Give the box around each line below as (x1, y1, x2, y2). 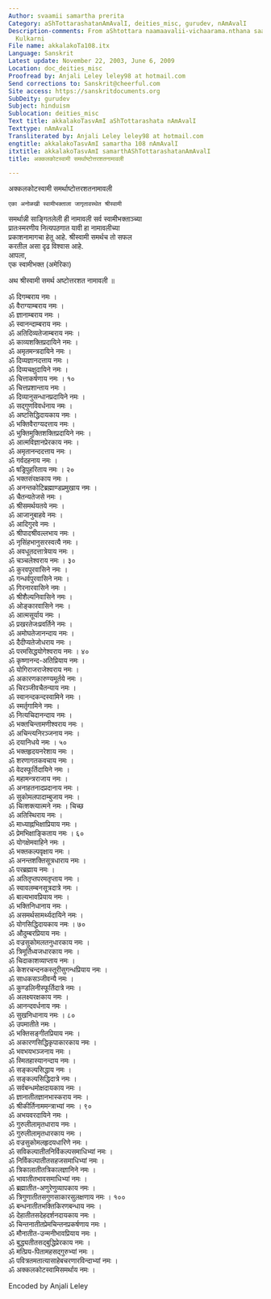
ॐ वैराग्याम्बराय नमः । (8, 301, 65, 311)
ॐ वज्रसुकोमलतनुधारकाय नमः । (8, 938, 90, 947)
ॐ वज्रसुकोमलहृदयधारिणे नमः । (8, 1137, 89, 1148)
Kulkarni (15, 34, 45, 43)
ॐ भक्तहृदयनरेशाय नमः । (8, 747, 74, 757)
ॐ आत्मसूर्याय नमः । (8, 610, 61, 620)
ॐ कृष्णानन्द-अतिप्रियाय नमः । (8, 656, 85, 665)
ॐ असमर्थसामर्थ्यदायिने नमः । (8, 910, 84, 920)
